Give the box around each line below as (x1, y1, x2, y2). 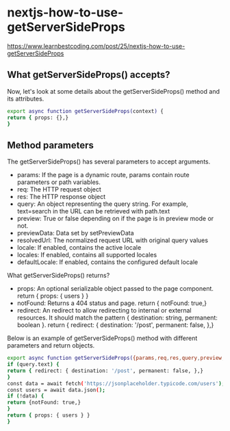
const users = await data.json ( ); (7, 387, 106, 393)
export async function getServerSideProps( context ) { (7, 107, 164, 114)
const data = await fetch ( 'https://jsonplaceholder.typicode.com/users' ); (7, 380, 225, 387)
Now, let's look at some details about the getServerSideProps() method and (7, 87, 220, 95)
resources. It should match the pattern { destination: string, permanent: (16, 313, 218, 322)
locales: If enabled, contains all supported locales (16, 251, 157, 259)
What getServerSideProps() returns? (7, 272, 110, 280)
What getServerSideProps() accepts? (7, 69, 170, 81)
